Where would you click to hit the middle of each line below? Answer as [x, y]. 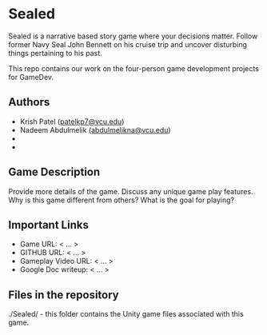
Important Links [49, 225]
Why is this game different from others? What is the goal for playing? [121, 200]
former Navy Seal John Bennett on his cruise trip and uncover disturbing [128, 44]
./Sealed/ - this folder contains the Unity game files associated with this [126, 314]
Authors [29, 102]
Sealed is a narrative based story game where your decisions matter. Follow [133, 36]
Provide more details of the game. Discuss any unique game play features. [131, 191]
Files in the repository [64, 295]
